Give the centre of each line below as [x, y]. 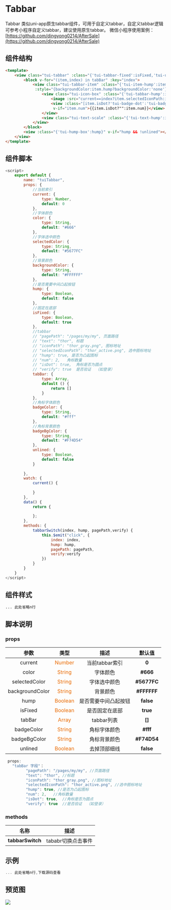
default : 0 [53, 204]
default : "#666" [59, 228]
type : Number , [56, 199]
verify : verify [66, 554]
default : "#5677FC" [62, 251]
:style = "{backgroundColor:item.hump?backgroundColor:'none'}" [102, 90]
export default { [33, 175]
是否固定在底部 [105, 711]
